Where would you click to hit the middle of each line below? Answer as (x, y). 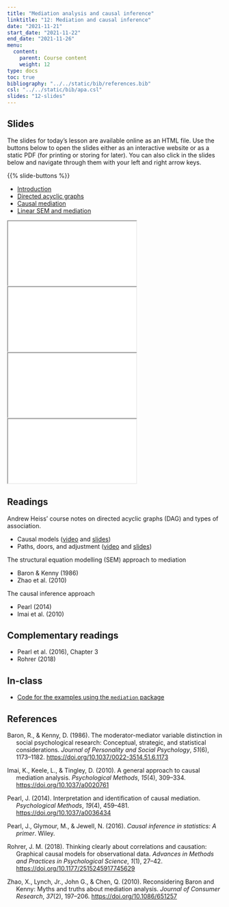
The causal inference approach (51, 593)
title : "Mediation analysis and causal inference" (81, 13)
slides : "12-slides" (37, 97)
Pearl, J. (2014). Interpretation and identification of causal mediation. (104, 798)
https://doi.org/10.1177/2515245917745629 (76, 869)
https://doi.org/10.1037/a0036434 (64, 813)
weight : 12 (35, 64)
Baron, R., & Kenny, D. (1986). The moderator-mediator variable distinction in (115, 735)
